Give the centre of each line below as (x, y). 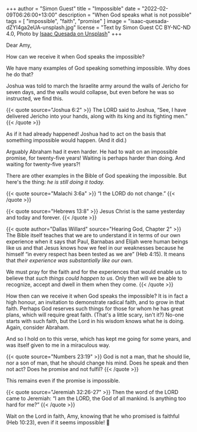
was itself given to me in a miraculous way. (58, 345)
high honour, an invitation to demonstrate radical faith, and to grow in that (95, 302)
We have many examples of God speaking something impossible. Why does (98, 68)
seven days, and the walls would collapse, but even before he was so (90, 92)
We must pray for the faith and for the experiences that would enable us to (97, 272)
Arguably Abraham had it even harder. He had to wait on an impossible (92, 151)
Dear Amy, (19, 45)
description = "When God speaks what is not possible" (125, 15)
